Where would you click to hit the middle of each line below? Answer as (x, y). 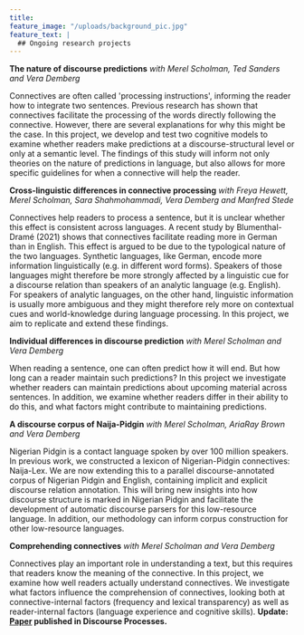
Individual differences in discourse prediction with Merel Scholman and (146, 342)
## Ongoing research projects (74, 43)
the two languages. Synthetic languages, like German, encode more (136, 256)
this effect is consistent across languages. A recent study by (122, 227)
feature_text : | (40, 34)
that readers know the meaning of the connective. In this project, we (137, 573)
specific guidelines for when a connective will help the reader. (125, 173)
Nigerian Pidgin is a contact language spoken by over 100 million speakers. (149, 452)
